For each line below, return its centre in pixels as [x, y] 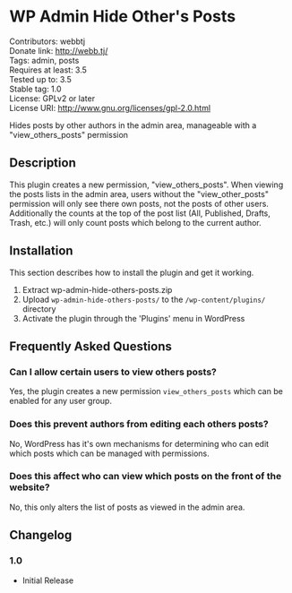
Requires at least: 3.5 [48, 70]
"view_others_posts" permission [69, 134]
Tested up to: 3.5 [40, 79]
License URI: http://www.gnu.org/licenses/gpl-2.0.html [110, 107]
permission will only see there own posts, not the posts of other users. [139, 203]
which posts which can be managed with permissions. [109, 453]
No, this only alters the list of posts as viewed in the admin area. [127, 507]
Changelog [41, 535]
